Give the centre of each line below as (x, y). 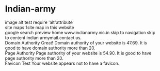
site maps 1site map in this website (40, 27)
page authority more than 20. (34, 58)
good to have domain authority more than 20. (50, 48)
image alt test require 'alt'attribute (39, 22)
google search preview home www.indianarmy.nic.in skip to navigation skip (80, 32)
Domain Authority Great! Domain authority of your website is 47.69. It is (76, 43)
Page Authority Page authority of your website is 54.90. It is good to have (78, 53)
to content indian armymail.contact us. (43, 38)
